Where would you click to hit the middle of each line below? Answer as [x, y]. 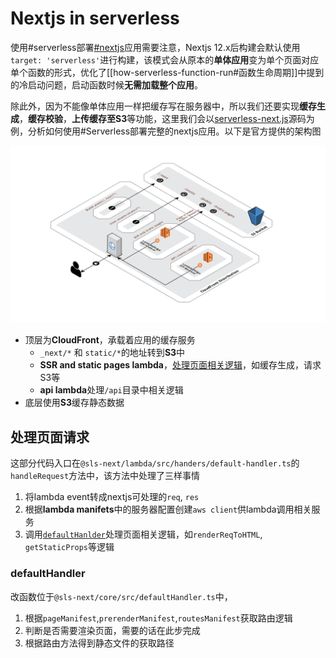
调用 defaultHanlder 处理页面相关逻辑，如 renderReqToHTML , [143, 534]
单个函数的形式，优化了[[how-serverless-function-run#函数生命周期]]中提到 [167, 72]
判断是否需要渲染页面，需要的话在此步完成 [112, 630]
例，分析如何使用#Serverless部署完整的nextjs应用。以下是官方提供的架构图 [166, 131]
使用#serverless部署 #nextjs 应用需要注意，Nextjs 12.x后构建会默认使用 [155, 47]
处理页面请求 [50, 437]
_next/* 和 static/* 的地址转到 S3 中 [112, 353]
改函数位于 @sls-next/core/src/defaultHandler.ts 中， [121, 596]
